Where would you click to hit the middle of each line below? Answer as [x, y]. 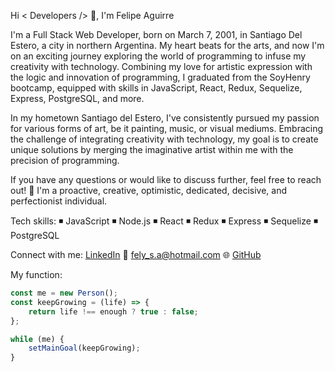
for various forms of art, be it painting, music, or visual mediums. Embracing [167, 128]
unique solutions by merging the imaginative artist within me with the [152, 149]
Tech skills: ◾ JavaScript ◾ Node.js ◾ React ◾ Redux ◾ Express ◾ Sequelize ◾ [164, 221]
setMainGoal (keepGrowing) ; [84, 348]
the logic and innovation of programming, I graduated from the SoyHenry [160, 77]
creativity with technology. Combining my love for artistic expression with [161, 66]
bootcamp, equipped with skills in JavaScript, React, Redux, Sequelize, [156, 88]
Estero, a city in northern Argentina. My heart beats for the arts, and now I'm [167, 45]
